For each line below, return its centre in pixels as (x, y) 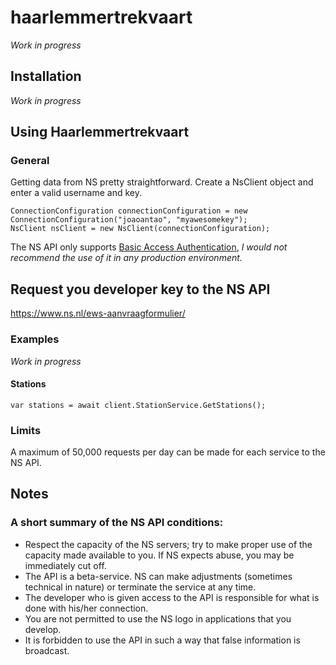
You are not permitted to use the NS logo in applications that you (158, 618)
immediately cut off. (65, 565)
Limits (26, 430)
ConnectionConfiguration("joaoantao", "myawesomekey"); (129, 220)
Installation (46, 76)
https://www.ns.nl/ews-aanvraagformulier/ (98, 313)
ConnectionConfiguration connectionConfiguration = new (129, 211)
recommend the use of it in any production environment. (126, 258)
